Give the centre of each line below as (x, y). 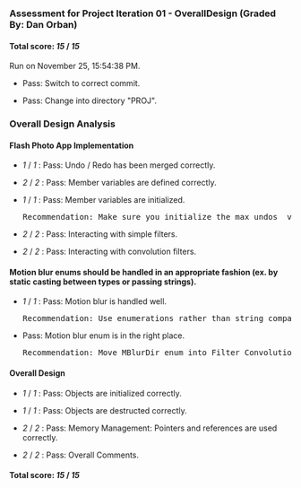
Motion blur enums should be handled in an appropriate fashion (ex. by (144, 272)
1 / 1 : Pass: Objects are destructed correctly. (104, 410)
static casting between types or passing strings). (103, 282)
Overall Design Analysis (63, 124)
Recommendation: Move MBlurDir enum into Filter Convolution (159, 353)
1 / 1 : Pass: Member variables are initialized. (103, 200)
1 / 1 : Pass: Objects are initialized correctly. (102, 393)
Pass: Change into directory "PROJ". (89, 100)
